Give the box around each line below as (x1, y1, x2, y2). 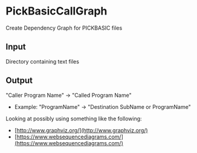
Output (5, 76, 33, 86)
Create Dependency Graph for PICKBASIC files (5, 24, 123, 31)
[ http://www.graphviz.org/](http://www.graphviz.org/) (14, 126, 149, 134)
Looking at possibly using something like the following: (5, 115, 143, 122)
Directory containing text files (5, 57, 80, 65)
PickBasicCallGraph (5, 4, 108, 18)
